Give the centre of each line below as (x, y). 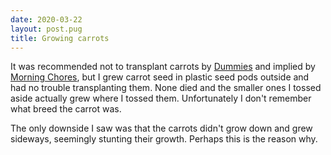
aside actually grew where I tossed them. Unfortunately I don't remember (161, 98)
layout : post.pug (46, 29)
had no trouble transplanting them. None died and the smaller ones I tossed (166, 88)
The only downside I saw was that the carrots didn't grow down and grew (161, 128)
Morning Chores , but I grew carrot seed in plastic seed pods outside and (160, 77)
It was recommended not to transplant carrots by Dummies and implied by (163, 67)
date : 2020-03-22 (46, 19)
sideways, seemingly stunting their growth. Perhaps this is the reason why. (164, 139)
